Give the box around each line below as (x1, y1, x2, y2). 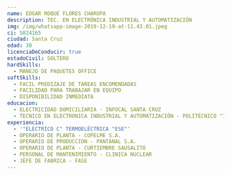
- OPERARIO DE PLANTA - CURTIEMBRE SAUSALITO (13, 145, 146, 152)
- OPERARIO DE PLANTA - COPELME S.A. (13, 132, 122, 138)
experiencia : (7, 119, 45, 126)
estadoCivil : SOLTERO (7, 55, 69, 62)
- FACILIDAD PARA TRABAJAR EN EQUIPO (13, 87, 122, 94)
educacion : (7, 100, 38, 107)
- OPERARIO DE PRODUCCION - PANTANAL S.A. (13, 138, 137, 145)
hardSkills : (7, 61, 41, 68)
